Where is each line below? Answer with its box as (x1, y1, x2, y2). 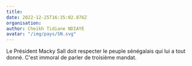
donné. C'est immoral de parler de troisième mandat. (6, 54, 137, 61)
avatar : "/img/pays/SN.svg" (6, 31, 77, 37)
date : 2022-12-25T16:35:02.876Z (6, 14, 87, 20)
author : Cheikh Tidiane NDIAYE (6, 25, 85, 32)
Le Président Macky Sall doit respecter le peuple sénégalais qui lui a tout (6, 47, 186, 55)
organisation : (6, 20, 42, 26)
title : (6, 8, 23, 15)
